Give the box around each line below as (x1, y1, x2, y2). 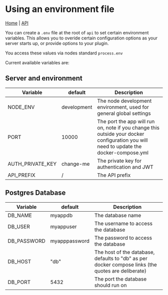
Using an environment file (5, 3, 114, 15)
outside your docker (97, 130, 144, 137)
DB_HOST (7, 258, 31, 265)
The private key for (97, 157, 141, 164)
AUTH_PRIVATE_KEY (7, 160, 57, 167)
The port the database (94, 276, 147, 283)
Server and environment (5, 74, 82, 83)
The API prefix (97, 171, 131, 178)
